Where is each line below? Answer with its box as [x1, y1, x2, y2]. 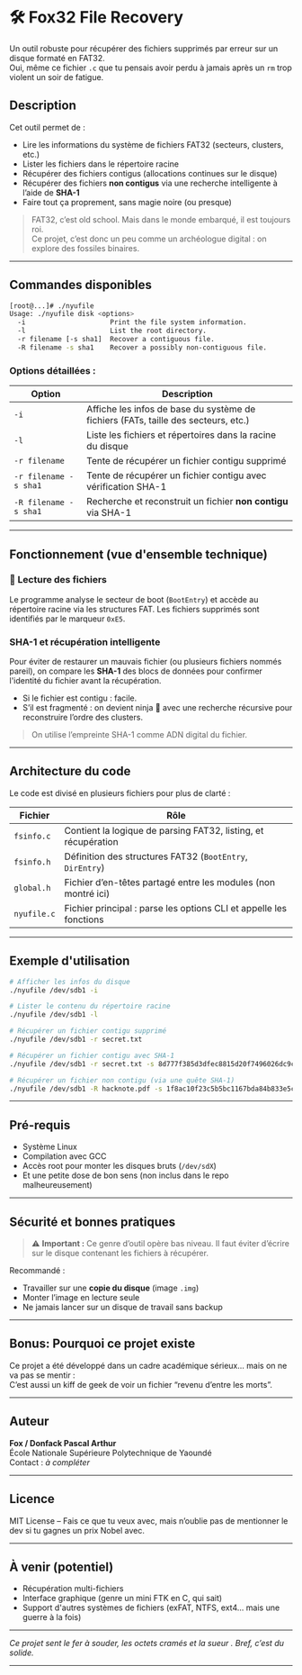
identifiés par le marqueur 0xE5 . [9, 613, 126, 624]
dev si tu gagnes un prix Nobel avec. [9, 1525, 146, 1535]
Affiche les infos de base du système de [86, 403, 256, 415]
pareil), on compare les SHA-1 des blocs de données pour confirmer [9, 665, 263, 676]
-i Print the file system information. [17, 318, 247, 327]
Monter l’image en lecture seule [22, 1292, 140, 1303]
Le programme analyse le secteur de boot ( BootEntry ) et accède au [9, 593, 259, 604]
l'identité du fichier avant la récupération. [9, 675, 162, 686]
